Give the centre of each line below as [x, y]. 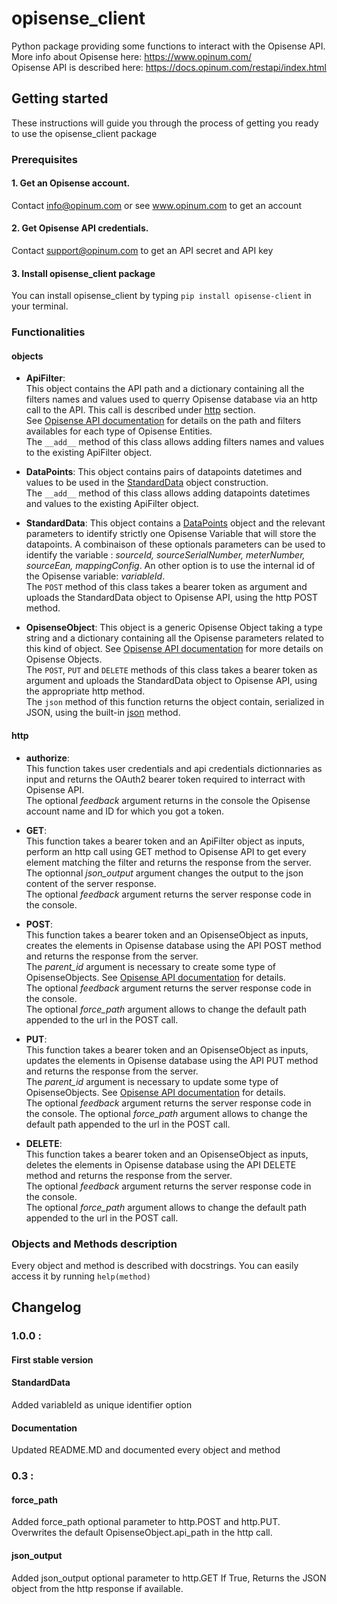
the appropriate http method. [85, 691]
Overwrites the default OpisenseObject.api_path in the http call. [142, 1533]
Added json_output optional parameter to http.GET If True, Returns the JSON [169, 1578]
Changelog [46, 1307]
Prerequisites [44, 159]
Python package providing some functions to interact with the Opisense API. [168, 46]
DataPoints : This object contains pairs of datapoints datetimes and [164, 472]
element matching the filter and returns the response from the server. [168, 862]
